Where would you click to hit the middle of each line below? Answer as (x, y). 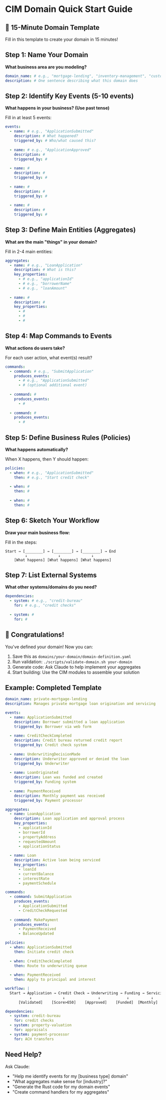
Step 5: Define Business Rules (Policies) (68, 438)
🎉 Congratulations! (35, 635)
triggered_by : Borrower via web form (53, 726)
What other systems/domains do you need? (51, 587)
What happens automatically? (37, 449)
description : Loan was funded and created (58, 777)
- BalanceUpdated (36, 934)
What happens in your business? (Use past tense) (57, 108)
